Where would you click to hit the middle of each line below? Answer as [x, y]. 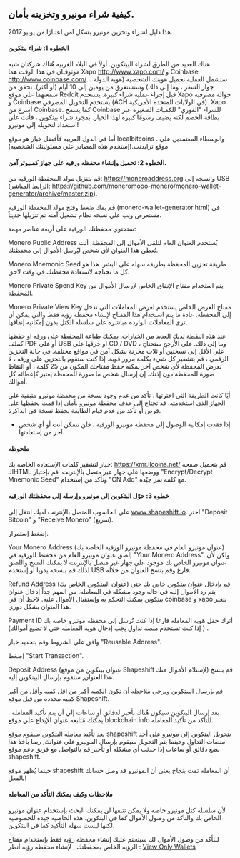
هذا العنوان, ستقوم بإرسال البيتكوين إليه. [61, 677]
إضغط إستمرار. [29, 533]
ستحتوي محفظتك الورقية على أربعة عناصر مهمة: [72, 229]
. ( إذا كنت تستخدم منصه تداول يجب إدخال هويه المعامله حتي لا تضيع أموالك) [109, 628]
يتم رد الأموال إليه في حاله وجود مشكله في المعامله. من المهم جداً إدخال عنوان [112, 591]
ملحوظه [19, 448]
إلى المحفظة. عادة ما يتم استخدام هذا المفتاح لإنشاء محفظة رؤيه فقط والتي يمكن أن [120, 315]
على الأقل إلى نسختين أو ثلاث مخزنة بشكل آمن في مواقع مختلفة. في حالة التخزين [116, 351]
